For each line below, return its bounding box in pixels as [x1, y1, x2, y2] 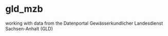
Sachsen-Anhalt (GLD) [5, 25, 53, 31]
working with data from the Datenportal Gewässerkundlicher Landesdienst [5, 20, 163, 26]
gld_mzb [5, 3, 43, 15]
